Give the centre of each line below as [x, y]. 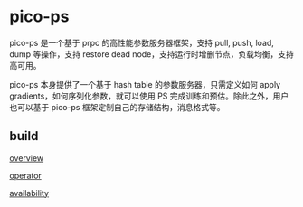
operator [26, 175]
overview [26, 158]
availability [29, 193]
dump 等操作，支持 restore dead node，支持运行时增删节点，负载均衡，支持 [151, 54]
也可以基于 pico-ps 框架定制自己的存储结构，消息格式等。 [117, 107]
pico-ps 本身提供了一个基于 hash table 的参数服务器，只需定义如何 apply [145, 84]
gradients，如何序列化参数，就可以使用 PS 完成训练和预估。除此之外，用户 [149, 96]
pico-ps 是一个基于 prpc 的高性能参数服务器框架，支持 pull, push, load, [142, 42]
